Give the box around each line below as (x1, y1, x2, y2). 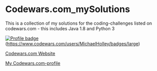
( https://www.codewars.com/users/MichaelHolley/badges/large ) (5, 40, 140, 46)
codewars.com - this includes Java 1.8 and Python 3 (5, 25, 115, 31)
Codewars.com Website (5, 50, 55, 56)
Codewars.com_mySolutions (5, 4, 131, 15)
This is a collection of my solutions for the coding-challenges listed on (5, 20, 152, 26)
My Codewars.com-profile (5, 60, 60, 66)
